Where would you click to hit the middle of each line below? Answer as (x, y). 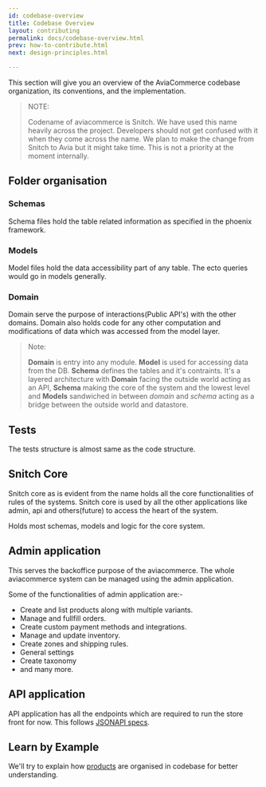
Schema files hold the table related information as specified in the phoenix (130, 221)
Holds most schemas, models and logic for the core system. (107, 526)
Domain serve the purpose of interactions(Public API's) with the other (122, 314)
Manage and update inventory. (70, 635)
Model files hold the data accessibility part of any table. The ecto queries (128, 268)
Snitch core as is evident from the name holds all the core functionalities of (131, 493)
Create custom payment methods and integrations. (103, 626)
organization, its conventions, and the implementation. (97, 91)
